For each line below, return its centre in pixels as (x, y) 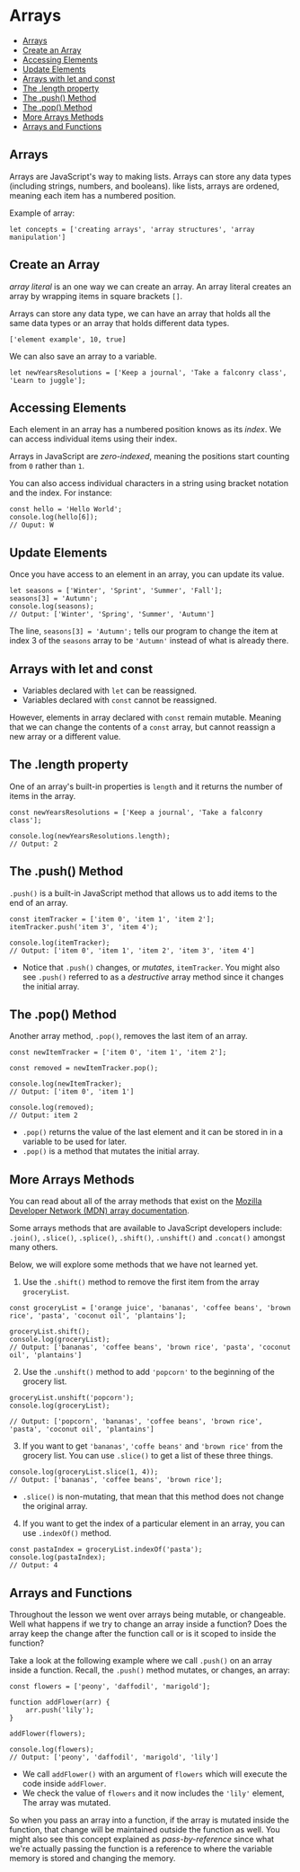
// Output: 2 (34, 844)
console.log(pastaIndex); (57, 1557)
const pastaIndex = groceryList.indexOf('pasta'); (106, 1550)
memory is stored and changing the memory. (93, 1859)
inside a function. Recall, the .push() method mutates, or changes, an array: (150, 1670)
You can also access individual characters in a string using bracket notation (149, 484)
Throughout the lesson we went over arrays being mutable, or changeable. (147, 1615)
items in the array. (43, 795)
